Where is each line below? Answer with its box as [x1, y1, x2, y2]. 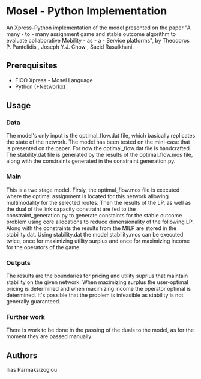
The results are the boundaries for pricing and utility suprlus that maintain [6, 272, 188, 280]
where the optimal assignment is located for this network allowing [6, 192, 169, 199]
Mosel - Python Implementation [6, 4, 167, 18]
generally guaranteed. [6, 298, 61, 305]
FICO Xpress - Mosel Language [14, 76, 93, 83]
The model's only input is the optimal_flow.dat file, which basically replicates [6, 132, 196, 139]
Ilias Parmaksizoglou [6, 366, 58, 374]
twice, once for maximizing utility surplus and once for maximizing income [6, 237, 190, 244]
